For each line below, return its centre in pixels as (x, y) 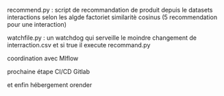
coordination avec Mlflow (43, 58)
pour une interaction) (37, 24)
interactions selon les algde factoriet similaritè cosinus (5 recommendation (112, 17)
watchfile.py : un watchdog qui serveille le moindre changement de (102, 38)
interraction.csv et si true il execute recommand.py (79, 45)
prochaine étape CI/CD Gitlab (49, 72)
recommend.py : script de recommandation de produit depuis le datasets (110, 10)
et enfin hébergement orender (50, 85)
